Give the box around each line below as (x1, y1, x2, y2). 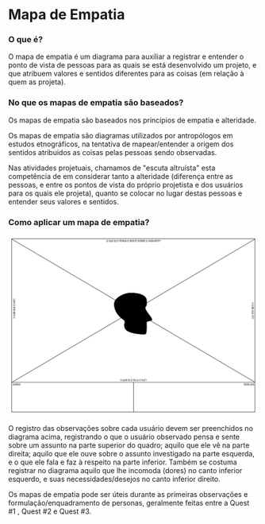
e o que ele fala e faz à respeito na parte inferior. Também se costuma (8, 457, 238, 467)
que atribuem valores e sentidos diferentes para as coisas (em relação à (8, 69, 244, 79)
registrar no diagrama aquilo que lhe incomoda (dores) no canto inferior (8, 465, 243, 475)
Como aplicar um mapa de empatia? (8, 216, 150, 227)
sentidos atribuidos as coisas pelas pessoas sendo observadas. (8, 147, 217, 157)
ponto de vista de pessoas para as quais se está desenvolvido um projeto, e (8, 60, 257, 70)
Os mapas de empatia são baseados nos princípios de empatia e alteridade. (8, 115, 256, 125)
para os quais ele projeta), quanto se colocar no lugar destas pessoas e (8, 188, 243, 198)
